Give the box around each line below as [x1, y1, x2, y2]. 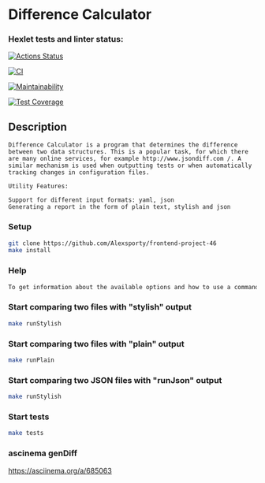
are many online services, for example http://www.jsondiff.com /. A [8, 155, 242, 163]
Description [8, 120, 67, 133]
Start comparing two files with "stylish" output [8, 302, 192, 313]
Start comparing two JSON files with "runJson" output [8, 374, 222, 385]
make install [8, 247, 51, 255]
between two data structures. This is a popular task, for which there [8, 148, 248, 156]
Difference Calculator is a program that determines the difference [8, 141, 238, 149]
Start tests [8, 411, 50, 422]
